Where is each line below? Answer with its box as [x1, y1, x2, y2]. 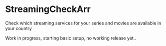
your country [5, 25, 32, 31]
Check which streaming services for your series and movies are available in [5, 20, 161, 26]
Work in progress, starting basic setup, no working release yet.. [5, 35, 136, 41]
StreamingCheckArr [5, 3, 91, 15]
